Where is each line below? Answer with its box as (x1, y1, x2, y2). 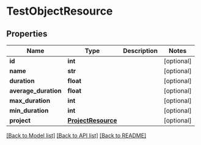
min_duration (9, 107, 49, 115)
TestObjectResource (6, 4, 113, 18)
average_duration (9, 87, 62, 95)
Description (123, 47, 158, 55)
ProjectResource (67, 116, 117, 124)
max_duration (9, 96, 51, 105)
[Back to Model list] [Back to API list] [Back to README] (6, 132, 147, 139)
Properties (6, 29, 48, 39)
